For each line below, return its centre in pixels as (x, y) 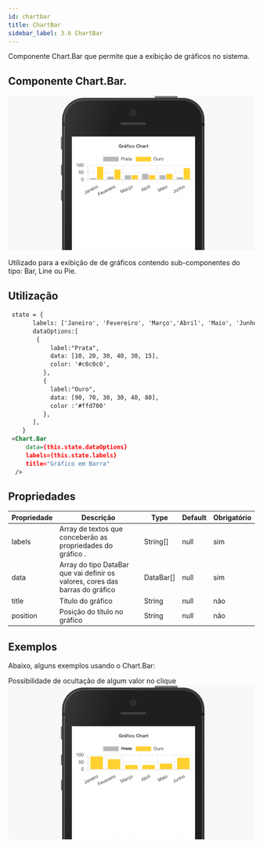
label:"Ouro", (73, 389)
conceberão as (83, 537)
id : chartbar (29, 16)
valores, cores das (89, 581)
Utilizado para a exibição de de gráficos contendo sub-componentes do (124, 263)
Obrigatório (232, 517)
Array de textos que (91, 529)
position (24, 616)
